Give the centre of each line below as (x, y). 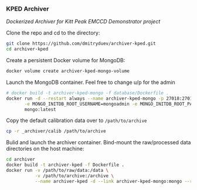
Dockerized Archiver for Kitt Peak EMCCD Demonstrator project (83, 22)
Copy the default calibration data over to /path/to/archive (77, 121)
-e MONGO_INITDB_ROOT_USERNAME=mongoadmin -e (81, 104)
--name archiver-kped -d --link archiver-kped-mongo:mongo (108, 181)
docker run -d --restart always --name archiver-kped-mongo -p (85, 99)
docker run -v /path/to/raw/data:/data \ (57, 171)
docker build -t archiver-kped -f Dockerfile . (65, 165)
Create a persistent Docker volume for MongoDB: (66, 60)
